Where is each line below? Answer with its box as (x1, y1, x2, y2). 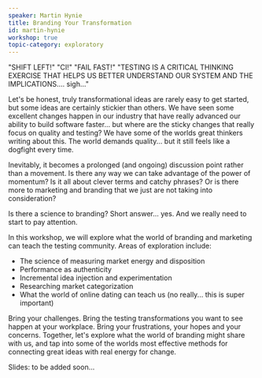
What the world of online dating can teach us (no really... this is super (19, 290, 245, 300)
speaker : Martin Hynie (8, 11, 83, 20)
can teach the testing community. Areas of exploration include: (8, 241, 212, 251)
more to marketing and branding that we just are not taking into (8, 185, 213, 195)
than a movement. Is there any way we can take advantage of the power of (8, 169, 251, 178)
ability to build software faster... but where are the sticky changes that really (8, 120, 255, 129)
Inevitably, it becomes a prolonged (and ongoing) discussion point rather (8, 160, 244, 170)
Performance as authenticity (19, 265, 113, 275)
